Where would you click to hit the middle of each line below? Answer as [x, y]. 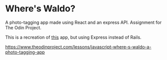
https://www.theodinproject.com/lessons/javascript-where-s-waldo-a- [78, 47]
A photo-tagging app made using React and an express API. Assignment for [83, 22]
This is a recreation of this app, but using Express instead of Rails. [73, 37]
